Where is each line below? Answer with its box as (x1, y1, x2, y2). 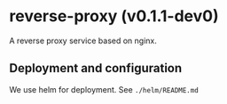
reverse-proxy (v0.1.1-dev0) (9, 6, 219, 26)
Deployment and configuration (9, 61, 183, 76)
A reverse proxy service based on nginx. (9, 35, 158, 46)
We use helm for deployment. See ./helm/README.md (9, 84, 200, 94)
